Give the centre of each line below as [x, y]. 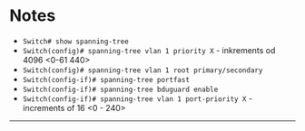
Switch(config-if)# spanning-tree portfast [106, 80]
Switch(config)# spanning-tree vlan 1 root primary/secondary [143, 70]
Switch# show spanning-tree [75, 42]
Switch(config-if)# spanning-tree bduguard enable [120, 89]
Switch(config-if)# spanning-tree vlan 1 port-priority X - [137, 98]
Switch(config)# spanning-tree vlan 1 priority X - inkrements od [149, 50]
